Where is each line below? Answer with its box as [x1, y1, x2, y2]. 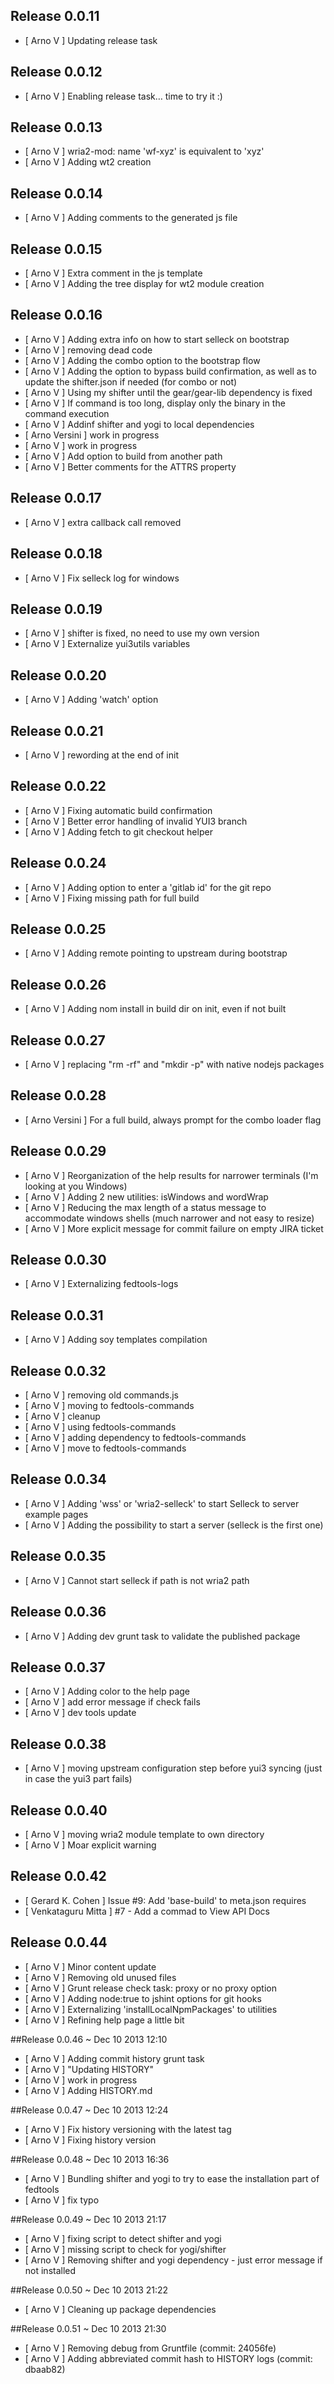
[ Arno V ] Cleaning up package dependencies [24, 2303, 217, 2315]
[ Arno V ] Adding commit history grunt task [24, 2052, 205, 2064]
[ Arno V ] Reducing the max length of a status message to [24, 1201, 267, 1213]
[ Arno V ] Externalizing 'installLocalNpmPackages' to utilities [24, 2003, 278, 2015]
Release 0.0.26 [10, 976, 107, 993]
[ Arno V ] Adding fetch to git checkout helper [24, 825, 213, 838]
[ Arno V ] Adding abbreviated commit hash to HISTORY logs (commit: [24, 2352, 313, 2364]
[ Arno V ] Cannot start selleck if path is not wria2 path [24, 1574, 250, 1586]
